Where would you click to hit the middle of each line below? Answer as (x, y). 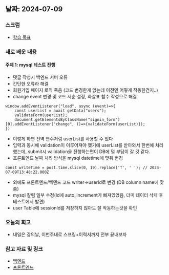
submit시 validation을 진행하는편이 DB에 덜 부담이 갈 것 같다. (89, 151)
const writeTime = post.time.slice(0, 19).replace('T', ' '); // (76, 167)
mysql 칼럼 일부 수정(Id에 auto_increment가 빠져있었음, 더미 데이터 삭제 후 (88, 195)
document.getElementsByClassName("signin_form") (67, 119)
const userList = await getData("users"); (60, 111)
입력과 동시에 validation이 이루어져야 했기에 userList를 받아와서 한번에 (83, 145)
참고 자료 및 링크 (24, 249)
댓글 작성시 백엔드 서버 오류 (40, 77)
